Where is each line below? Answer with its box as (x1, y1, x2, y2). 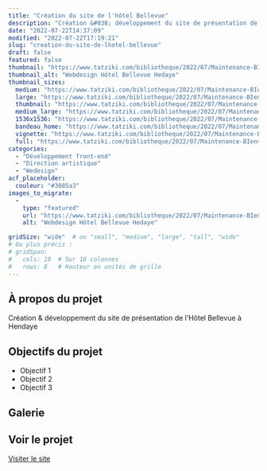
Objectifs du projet (8, 344, 103, 358)
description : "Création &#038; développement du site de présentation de (8, 19, 258, 27)
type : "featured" (22, 204, 80, 212)
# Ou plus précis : (8, 240, 73, 249)
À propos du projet (8, 292, 103, 306)
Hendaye (8, 321, 38, 331)
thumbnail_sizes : (8, 78, 66, 86)
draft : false (8, 49, 52, 56)
